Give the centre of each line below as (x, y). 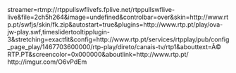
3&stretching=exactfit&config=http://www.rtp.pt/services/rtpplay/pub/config (118, 39)
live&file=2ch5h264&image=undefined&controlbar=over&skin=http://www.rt (118, 17)
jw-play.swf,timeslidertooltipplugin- (59, 32)
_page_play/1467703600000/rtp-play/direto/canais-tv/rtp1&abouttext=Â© (114, 47)
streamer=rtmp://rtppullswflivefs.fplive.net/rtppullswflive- (91, 9)
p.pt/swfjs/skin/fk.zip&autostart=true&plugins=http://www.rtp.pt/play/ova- (115, 25)
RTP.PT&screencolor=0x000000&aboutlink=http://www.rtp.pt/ (98, 54)
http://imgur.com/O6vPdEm (47, 62)
